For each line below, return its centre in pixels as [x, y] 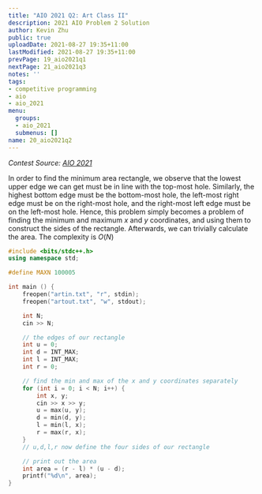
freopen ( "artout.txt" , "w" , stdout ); [84, 301]
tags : [17, 81]
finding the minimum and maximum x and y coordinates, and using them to [129, 220]
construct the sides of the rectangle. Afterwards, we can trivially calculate [128, 228]
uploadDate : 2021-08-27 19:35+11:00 [68, 45]
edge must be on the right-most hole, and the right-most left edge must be [129, 203]
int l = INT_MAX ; [51, 360]
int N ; [33, 316]
